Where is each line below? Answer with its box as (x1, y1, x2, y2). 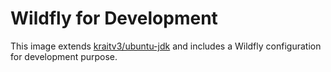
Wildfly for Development (10, 7, 218, 30)
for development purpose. (10, 50, 118, 62)
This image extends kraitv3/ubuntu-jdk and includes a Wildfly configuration (10, 40, 322, 52)
